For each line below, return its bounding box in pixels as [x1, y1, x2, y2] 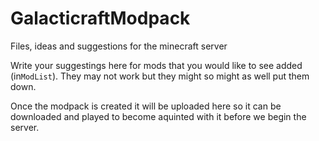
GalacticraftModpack [10, 7, 191, 30]
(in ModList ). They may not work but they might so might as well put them [10, 70, 310, 82]
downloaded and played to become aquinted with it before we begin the [10, 110, 307, 122]
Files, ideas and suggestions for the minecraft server [10, 40, 228, 52]
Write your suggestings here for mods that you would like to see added [10, 59, 303, 71]
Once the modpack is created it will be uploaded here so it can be [10, 100, 282, 112]
